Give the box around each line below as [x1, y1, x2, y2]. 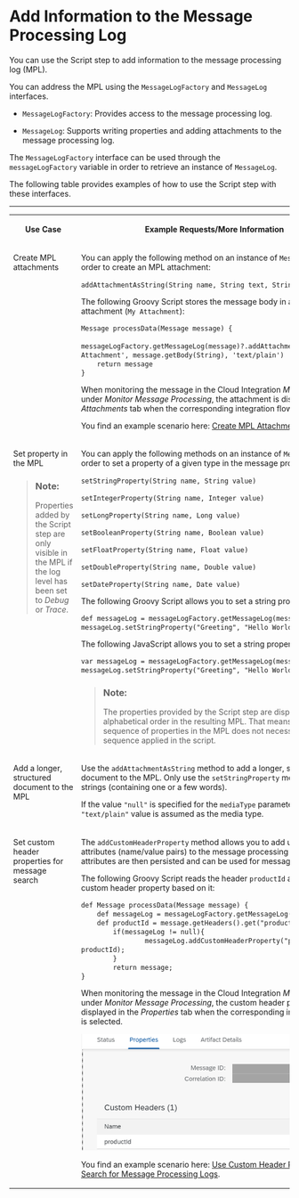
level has [35, 576, 69, 587]
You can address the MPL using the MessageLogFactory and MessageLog [9, 81, 268, 92]
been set [35, 585, 68, 596]
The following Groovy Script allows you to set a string [80, 595, 277, 607]
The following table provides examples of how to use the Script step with [9, 178, 277, 189]
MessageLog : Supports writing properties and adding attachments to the [21, 125, 282, 135]
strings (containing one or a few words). [80, 782, 228, 793]
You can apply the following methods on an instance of [80, 448, 282, 459]
